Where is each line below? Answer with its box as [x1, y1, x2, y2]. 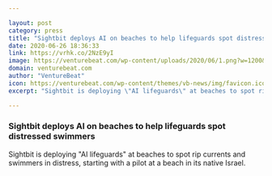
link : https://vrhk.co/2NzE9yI [8, 49, 114, 58]
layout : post [8, 19, 53, 27]
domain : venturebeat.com [8, 64, 92, 73]
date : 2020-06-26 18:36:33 [8, 41, 100, 49]
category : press [8, 26, 63, 35]
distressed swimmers [8, 131, 96, 142]
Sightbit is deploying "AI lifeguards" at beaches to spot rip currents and [8, 149, 246, 159]
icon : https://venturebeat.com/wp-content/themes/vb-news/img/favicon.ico [8, 79, 266, 88]
